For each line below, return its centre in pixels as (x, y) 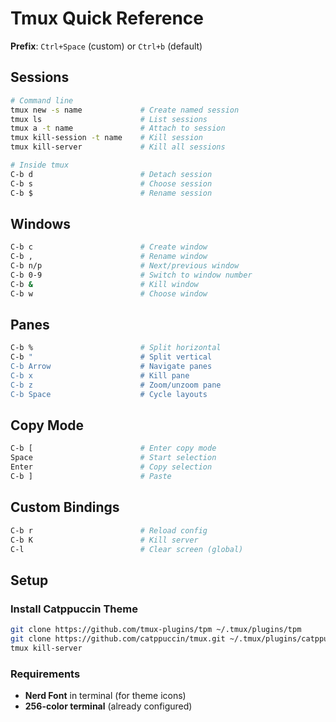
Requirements (45, 674)
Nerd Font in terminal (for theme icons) (105, 695)
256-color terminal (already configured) (108, 706)
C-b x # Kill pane (100, 376)
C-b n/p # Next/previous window (125, 266)
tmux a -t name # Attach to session (118, 128)
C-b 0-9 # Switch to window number (131, 275)
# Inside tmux (40, 165)
